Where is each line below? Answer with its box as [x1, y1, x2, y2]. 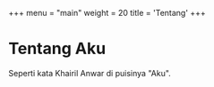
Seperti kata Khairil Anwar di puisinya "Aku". [8, 67, 171, 78]
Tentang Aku [8, 39, 107, 59]
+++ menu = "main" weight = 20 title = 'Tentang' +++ [8, 8, 207, 18]
